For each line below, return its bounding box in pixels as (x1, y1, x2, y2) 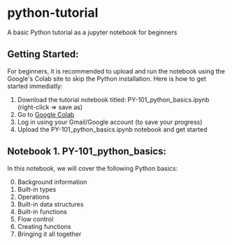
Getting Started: (7, 48, 79, 60)
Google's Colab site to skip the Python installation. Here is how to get (7, 74, 206, 83)
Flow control (17, 215, 54, 223)
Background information (17, 177, 87, 186)
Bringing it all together (17, 230, 82, 238)
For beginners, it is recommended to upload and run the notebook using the (7, 66, 226, 75)
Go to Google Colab (17, 110, 75, 118)
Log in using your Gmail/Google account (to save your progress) (17, 118, 203, 126)
